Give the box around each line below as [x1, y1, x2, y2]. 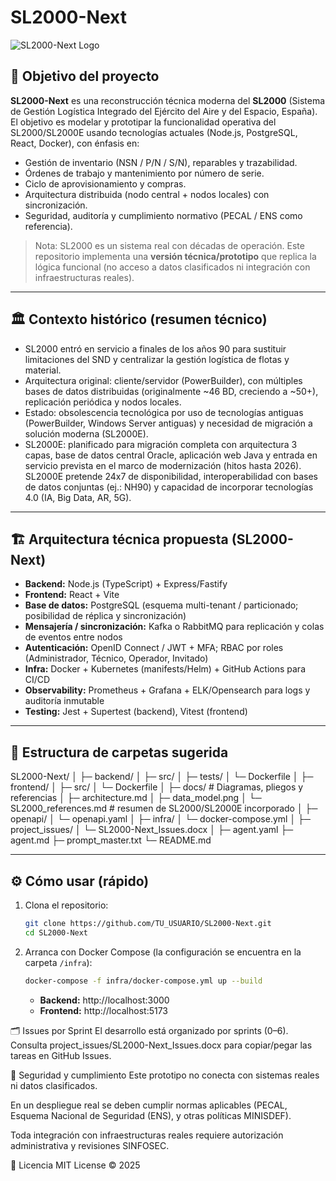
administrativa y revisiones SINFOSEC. [10, 1139, 170, 1151]
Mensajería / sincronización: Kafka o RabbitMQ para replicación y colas [24, 621, 325, 633]
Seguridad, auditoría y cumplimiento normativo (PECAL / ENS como [24, 209, 303, 221]
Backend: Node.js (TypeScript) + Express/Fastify [24, 578, 228, 590]
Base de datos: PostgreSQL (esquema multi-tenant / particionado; [24, 599, 299, 611]
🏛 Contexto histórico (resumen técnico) [10, 311, 268, 328]
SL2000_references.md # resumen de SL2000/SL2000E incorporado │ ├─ [10, 802, 318, 815]
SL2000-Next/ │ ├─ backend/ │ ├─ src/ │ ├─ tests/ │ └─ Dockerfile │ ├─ [10, 771, 314, 783]
